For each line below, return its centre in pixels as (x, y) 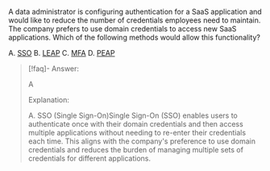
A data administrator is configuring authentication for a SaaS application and (135, 12)
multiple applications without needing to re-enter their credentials (137, 133)
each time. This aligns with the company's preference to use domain (142, 141)
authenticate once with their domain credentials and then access (135, 124)
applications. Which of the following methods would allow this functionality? (134, 37)
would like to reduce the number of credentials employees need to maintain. (135, 20)
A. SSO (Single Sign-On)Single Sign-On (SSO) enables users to (133, 115)
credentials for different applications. (89, 158)
